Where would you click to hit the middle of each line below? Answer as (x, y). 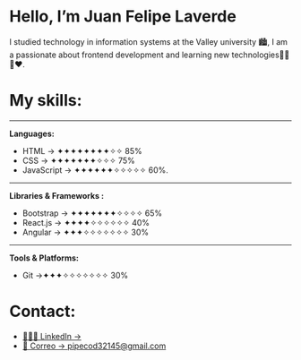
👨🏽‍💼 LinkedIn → (52, 336)
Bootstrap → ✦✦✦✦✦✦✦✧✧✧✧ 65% (92, 213)
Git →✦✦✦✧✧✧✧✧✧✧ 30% (75, 275)
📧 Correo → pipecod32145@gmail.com (94, 346)
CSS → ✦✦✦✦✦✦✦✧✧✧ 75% (79, 160)
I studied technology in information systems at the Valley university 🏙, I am (149, 41)
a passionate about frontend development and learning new (120, 55)
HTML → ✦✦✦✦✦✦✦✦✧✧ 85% (82, 150)
